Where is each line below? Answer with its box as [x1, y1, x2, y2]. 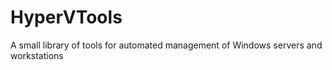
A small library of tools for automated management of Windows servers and [10, 39, 323, 51]
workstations [10, 49, 64, 61]
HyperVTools [10, 6, 123, 29]
